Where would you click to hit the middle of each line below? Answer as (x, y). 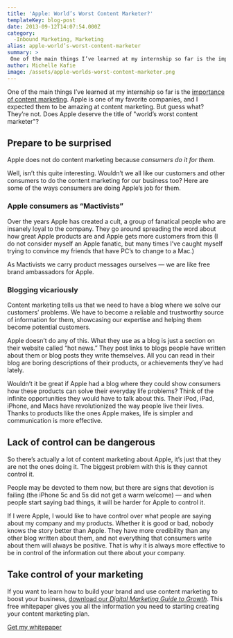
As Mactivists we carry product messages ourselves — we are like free (109, 264)
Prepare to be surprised (59, 143)
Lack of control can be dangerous (81, 442)
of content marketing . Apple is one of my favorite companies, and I (103, 99)
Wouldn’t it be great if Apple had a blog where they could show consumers (114, 383)
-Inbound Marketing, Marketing (59, 40)
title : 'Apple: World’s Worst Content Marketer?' (80, 14)
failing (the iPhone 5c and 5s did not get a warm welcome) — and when (109, 495)
